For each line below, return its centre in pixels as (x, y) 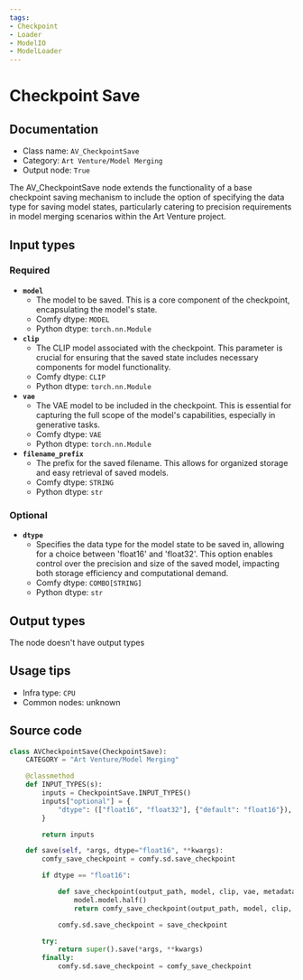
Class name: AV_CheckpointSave (81, 151)
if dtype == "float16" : (86, 876)
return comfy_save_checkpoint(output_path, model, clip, (183, 909)
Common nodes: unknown (71, 702)
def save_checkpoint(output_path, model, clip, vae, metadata (177, 892)
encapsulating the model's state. (96, 309)
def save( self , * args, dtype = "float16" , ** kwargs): (124, 851)
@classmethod (50, 776)
